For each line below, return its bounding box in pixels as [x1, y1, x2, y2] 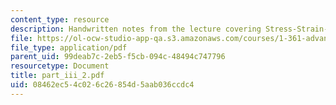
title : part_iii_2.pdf [10, 71, 105, 81]
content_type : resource [10, 14, 110, 25]
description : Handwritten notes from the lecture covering [10, 24, 262, 34]
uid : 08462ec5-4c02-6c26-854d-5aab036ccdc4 [10, 80, 195, 90]
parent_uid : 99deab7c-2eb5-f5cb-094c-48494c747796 [10, 52, 226, 62]
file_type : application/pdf [10, 42, 128, 53]
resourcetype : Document [10, 61, 110, 71]
